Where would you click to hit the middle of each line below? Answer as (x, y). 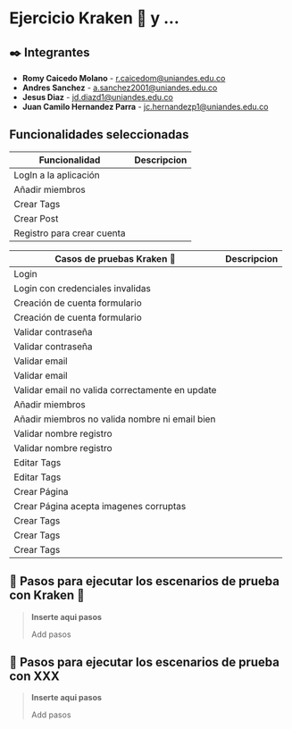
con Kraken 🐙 (47, 595)
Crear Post (36, 218)
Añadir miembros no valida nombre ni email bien (115, 419)
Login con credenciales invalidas (83, 288)
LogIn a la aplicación (57, 175)
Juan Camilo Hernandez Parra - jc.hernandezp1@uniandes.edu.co (145, 107)
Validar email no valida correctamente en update (115, 390)
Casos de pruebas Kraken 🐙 (115, 258)
